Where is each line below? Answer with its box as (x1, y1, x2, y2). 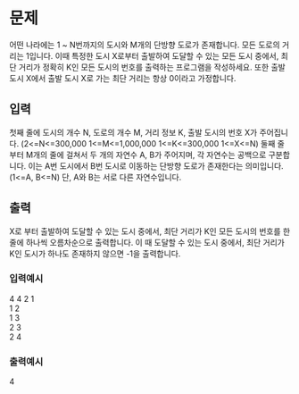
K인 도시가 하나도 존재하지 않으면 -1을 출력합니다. (9, 247, 181, 259)
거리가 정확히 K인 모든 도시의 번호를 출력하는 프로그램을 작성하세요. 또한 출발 (18, 62, 286, 72)
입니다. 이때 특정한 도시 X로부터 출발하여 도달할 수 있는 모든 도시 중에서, (29, 50, 279, 61)
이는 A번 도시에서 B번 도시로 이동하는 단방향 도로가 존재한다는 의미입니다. (28, 160, 284, 171)
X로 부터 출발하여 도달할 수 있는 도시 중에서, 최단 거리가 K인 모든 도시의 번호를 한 (9, 225, 291, 237)
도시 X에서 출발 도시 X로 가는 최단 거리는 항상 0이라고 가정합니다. (9, 72, 237, 83)
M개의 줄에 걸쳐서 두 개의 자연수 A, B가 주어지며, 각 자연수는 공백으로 (25, 149, 267, 160)
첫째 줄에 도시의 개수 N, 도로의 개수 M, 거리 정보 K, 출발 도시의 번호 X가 (9, 127, 258, 138)
